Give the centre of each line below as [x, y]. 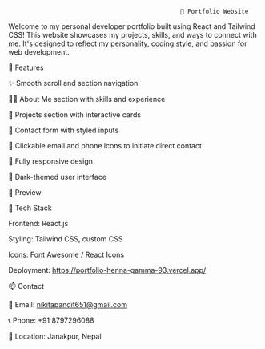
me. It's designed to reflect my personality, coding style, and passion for [128, 43]
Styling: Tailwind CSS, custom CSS [66, 239]
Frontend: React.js [38, 223]
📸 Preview [25, 192]
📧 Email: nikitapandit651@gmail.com [68, 304]
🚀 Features [26, 67]
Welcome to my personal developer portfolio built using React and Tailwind [132, 26]
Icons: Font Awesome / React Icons [66, 254]
